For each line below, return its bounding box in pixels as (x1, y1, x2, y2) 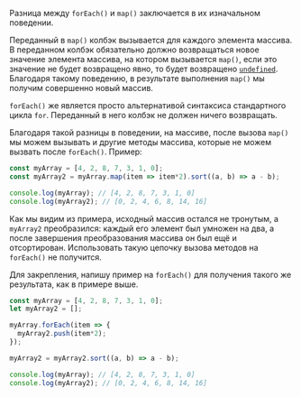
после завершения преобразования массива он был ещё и (9, 232, 237, 243)
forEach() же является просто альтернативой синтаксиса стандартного (9, 100, 287, 111)
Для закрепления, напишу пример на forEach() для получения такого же (9, 269, 292, 280)
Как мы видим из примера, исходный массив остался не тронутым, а (9, 213, 279, 224)
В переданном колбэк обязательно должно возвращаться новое (9, 44, 260, 55)
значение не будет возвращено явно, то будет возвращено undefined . (9, 63, 278, 74)
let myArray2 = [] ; (9, 304, 83, 314)
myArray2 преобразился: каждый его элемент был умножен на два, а (9, 223, 275, 234)
